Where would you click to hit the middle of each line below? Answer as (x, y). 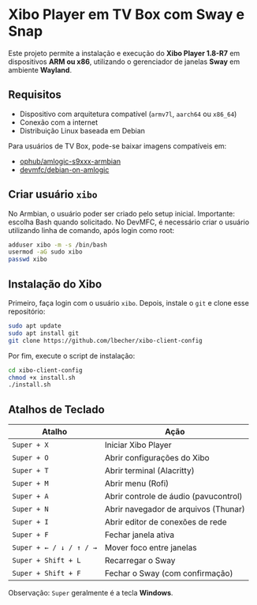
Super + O (30, 458)
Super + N (30, 509)
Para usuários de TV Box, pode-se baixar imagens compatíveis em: (117, 146)
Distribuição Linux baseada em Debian (82, 130)
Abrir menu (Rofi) (137, 483)
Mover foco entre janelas (151, 548)
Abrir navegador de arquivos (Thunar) (175, 509)
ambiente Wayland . (40, 70)
